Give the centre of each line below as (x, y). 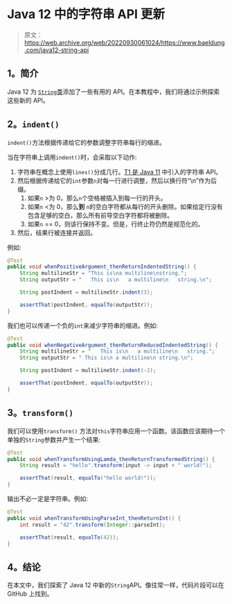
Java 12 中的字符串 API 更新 (86, 14)
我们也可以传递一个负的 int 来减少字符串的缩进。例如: (82, 325)
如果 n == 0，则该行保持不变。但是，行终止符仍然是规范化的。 (116, 224)
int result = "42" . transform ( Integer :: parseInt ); (93, 525)
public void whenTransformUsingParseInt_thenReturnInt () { (94, 518)
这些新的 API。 (28, 100)
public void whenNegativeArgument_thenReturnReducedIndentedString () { (113, 345)
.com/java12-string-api (56, 50)
